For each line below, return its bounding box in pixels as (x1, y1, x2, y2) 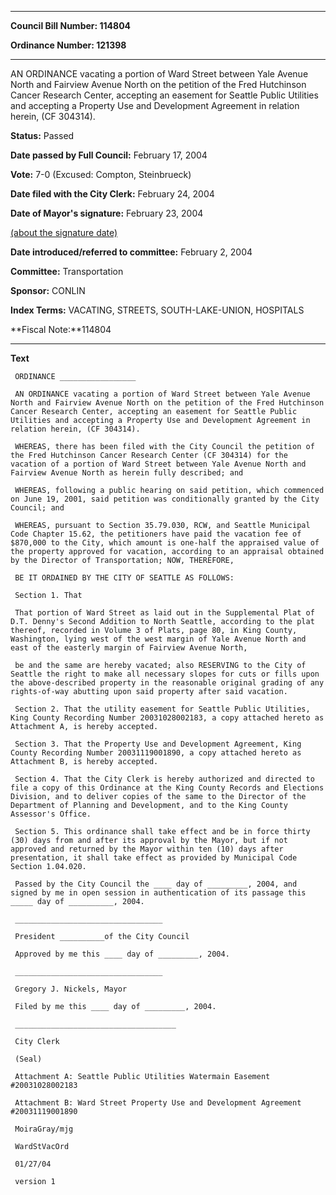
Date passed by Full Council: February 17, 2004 (10, 149, 208, 161)
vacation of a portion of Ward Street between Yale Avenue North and (10, 459, 307, 469)
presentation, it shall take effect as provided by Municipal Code (10, 853, 298, 863)
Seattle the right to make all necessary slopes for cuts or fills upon (10, 669, 320, 679)
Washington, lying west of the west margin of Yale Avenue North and (10, 634, 307, 644)
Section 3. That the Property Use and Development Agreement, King (14, 739, 302, 749)
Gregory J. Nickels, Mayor (14, 984, 128, 994)
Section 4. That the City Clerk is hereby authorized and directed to (14, 774, 315, 784)
